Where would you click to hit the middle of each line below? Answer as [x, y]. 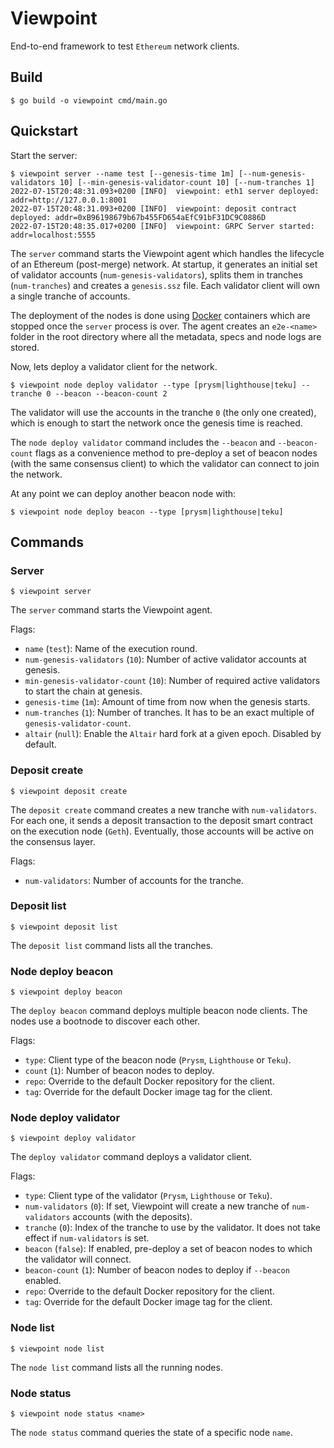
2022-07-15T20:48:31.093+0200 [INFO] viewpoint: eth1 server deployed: [165, 191]
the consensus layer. [53, 841]
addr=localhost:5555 [53, 235]
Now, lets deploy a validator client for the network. [114, 366]
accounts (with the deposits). [132, 1217]
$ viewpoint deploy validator [73, 1138]
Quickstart [44, 131]
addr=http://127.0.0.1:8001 [69, 200]
